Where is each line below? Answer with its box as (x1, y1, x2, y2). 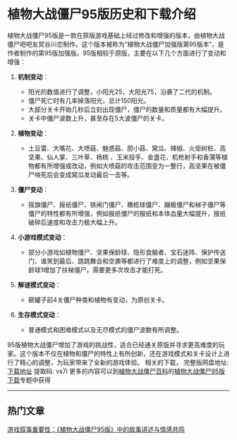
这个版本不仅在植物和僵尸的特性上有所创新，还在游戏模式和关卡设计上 (19, 349, 224, 357)
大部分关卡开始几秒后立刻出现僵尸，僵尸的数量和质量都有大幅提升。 (28, 105, 226, 114)
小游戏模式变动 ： (17, 233, 68, 241)
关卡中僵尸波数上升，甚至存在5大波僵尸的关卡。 (28, 114, 168, 122)
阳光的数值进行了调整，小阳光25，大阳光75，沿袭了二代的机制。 (28, 87, 217, 96)
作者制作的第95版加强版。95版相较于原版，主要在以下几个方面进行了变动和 (7, 49, 226, 57)
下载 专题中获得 (7, 375, 51, 384)
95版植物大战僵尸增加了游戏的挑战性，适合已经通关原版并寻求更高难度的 (7, 340, 219, 349)
